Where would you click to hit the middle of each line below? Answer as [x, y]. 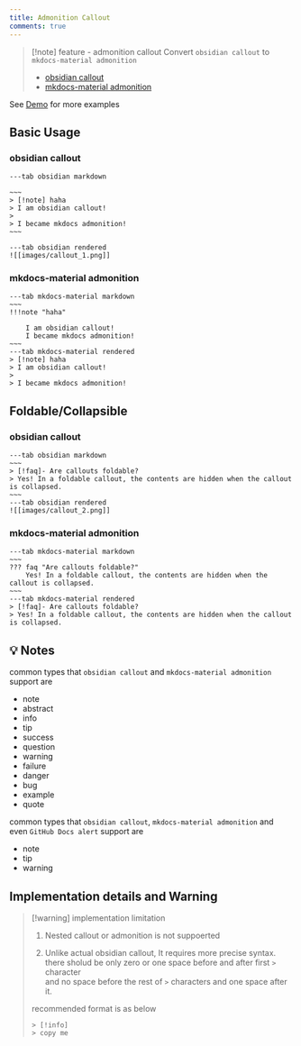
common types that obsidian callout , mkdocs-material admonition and [141, 822]
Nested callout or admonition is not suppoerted [132, 936]
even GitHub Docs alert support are [77, 832]
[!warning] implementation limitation [98, 918]
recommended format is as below [94, 1009]
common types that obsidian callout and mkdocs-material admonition [141, 672]
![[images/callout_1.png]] [60, 256]
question [39, 747]
